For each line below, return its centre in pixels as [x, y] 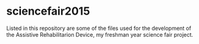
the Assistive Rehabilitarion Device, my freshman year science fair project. [100, 34]
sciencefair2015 [48, 11]
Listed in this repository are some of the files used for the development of [99, 28]
